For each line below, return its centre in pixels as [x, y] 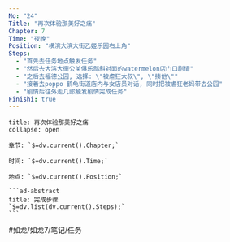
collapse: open [34, 130]
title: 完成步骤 [33, 200]
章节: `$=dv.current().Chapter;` [64, 146]
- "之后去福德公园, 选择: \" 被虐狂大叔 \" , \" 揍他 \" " [97, 76]
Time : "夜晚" [29, 39]
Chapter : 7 [27, 31]
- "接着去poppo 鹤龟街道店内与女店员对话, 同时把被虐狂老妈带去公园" [119, 84]
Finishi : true [33, 99]
